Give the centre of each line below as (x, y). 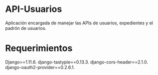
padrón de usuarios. (26, 28)
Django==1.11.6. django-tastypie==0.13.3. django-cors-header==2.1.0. (77, 62)
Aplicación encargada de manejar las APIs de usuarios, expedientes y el (79, 23)
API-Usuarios (34, 9)
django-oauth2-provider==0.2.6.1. (40, 67)
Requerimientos (39, 48)
